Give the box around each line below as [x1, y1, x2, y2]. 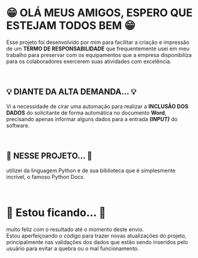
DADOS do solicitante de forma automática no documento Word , [6, 109, 167, 116]
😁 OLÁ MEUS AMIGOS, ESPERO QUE [6, 6, 193, 20]
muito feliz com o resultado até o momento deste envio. [6, 226, 144, 233]
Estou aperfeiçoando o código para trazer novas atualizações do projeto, [6, 232, 187, 239]
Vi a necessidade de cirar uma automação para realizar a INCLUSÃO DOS [6, 103, 189, 110]
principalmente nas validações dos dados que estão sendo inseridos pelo [6, 238, 188, 245]
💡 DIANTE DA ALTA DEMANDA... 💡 [6, 87, 137, 97]
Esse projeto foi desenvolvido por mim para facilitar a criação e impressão [6, 38, 190, 46]
